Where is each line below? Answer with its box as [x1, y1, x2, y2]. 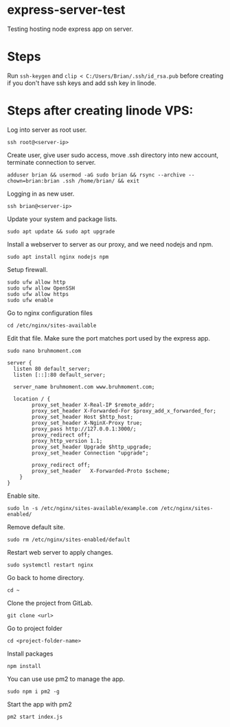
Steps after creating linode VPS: [7, 103, 194, 119]
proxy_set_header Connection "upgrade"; [32, 449, 149, 457]
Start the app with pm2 [7, 700, 72, 708]
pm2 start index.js [7, 713, 63, 720]
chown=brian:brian [7, 177, 60, 184]
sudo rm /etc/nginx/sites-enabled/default [7, 536, 130, 543]
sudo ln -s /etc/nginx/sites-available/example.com [7, 505, 158, 511]
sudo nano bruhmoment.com [7, 347, 81, 354]
